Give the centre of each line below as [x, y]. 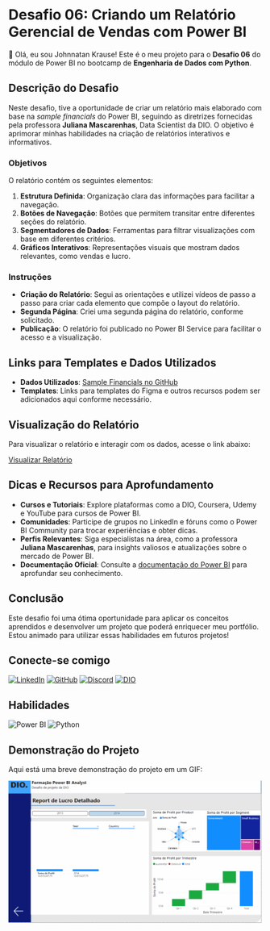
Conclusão [36, 599]
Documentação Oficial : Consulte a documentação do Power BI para [133, 564]
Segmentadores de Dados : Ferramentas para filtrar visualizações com [137, 231]
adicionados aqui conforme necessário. [86, 399]
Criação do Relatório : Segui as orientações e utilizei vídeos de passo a [138, 294]
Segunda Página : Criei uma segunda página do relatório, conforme [131, 311]
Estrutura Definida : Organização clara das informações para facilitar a [137, 196]
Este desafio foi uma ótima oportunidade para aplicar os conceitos [119, 618]
